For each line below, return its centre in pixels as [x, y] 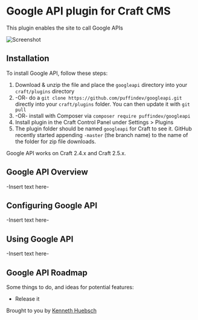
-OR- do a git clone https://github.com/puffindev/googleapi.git [98, 97]
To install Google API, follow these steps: [57, 73]
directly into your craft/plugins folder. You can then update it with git [102, 104]
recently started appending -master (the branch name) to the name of [101, 135]
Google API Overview [47, 172]
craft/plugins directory [45, 91]
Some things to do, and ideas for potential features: [70, 287]
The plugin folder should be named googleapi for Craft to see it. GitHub [103, 129]
